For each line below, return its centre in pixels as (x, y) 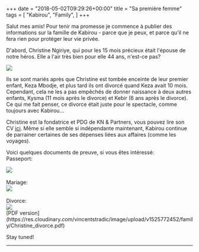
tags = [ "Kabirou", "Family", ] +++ (48, 15)
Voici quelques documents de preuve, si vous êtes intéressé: (80, 152)
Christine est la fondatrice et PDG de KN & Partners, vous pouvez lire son (95, 122)
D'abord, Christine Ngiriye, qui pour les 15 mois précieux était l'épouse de (96, 50)
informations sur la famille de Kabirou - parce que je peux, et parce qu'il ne (98, 33)
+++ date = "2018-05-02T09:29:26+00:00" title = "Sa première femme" (94, 9)
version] (30, 213)
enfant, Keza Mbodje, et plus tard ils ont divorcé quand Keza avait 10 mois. (97, 85)
